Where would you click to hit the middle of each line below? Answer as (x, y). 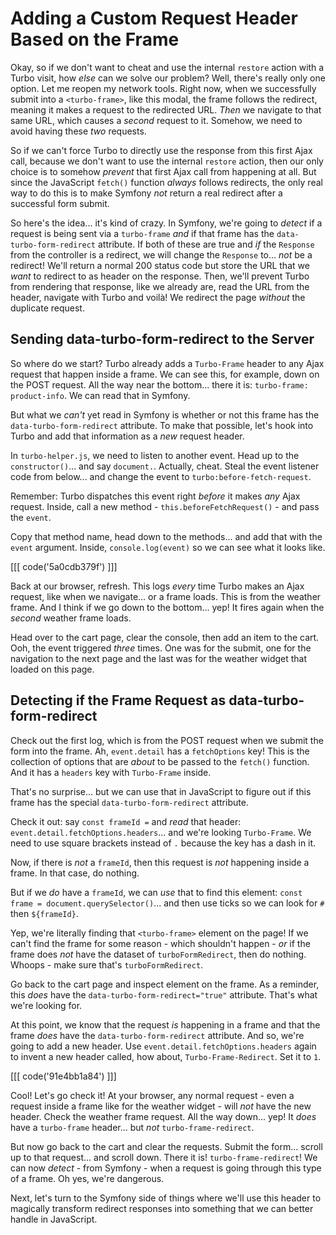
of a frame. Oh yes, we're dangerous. (87, 1178)
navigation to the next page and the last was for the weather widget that (159, 658)
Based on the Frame (95, 39)
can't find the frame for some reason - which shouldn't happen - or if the (160, 943)
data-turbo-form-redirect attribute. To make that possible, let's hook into (162, 425)
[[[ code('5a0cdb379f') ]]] (64, 566)
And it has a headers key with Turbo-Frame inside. (111, 772)
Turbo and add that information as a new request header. (127, 436)
